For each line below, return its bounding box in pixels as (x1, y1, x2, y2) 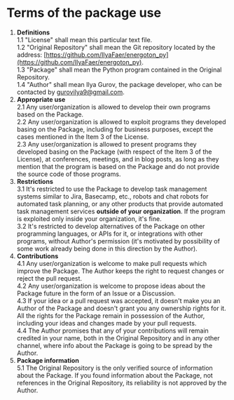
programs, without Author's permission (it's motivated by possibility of (16, 236, 220, 245)
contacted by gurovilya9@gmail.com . (16, 88, 125, 96)
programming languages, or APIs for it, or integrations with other (16, 229, 204, 238)
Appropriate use (16, 95, 66, 103)
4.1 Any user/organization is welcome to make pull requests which (16, 259, 207, 267)
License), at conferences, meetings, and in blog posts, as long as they (16, 154, 219, 163)
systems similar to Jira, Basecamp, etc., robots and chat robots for (16, 192, 209, 201)
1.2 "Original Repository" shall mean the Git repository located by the (16, 43, 216, 51)
